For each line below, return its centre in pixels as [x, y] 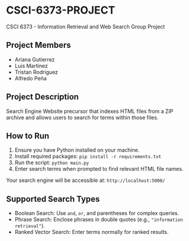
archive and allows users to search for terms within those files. [82, 117]
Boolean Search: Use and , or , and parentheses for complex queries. [97, 213]
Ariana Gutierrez [35, 59]
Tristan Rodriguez [36, 72]
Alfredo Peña [31, 78]
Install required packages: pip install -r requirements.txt [88, 157]
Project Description [43, 97]
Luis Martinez [31, 66]
